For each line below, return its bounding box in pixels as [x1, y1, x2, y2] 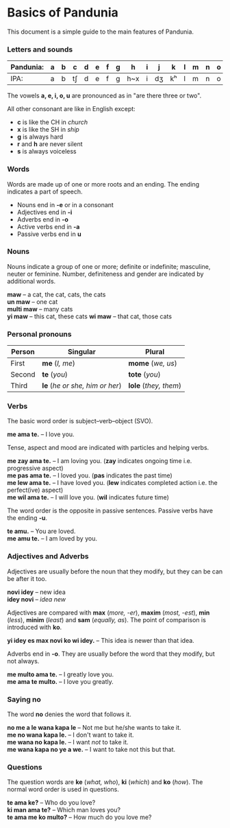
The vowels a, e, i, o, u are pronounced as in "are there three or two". [7, 91, 202, 100]
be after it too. [7, 574, 47, 582]
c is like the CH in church [16, 118, 88, 126]
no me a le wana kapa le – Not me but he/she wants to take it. [7, 724, 181, 732]
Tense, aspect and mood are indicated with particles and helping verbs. [7, 444, 209, 452]
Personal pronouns [7, 329, 72, 339]
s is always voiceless [16, 147, 77, 156]
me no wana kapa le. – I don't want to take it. [7, 731, 135, 739]
